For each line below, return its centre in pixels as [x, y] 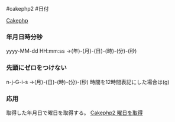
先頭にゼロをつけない [36, 68]
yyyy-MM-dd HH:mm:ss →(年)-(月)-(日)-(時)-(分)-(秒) [72, 51]
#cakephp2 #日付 [27, 9]
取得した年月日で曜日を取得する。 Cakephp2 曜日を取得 [74, 113]
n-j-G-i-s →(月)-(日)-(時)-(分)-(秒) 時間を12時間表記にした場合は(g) [88, 82]
